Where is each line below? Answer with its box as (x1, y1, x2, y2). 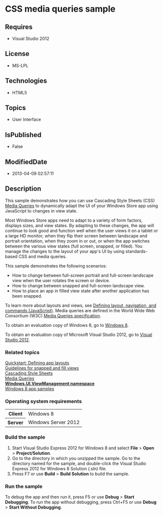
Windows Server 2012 (28, 419, 80, 426)
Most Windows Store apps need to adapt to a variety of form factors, (5, 217, 143, 223)
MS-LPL (12, 62, 29, 69)
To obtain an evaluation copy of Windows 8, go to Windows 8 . (5, 322, 129, 328)
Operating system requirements (5, 398, 82, 405)
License (5, 50, 30, 58)
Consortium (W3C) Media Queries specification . (5, 313, 101, 319)
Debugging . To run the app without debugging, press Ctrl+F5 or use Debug (5, 499, 157, 505)
